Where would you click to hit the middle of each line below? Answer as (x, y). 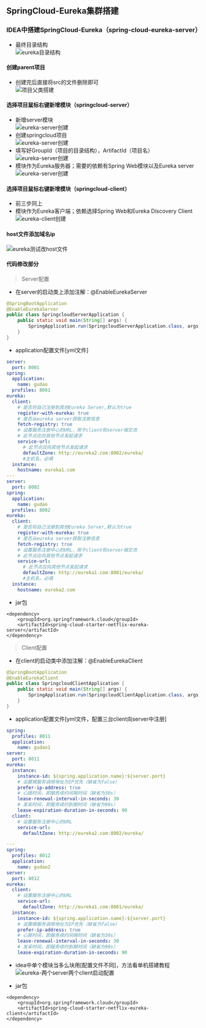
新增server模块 (34, 120)
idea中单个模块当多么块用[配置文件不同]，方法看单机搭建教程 (93, 965)
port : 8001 (26, 367)
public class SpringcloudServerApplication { (65, 315)
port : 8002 (26, 487)
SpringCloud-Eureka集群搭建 (63, 11)
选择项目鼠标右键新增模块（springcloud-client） (68, 188)
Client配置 (34, 647)
